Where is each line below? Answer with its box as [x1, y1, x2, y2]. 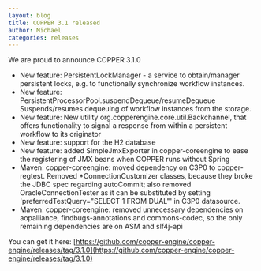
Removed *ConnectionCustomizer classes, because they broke [47, 171, 254, 181]
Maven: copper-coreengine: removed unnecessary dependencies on [19, 205, 244, 214]
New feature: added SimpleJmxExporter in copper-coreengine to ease [19, 146, 248, 156]
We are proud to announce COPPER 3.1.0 [8, 55, 141, 65]
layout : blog [8, 11, 51, 20]
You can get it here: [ [8, 237, 76, 247]
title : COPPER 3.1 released [8, 19, 101, 27]
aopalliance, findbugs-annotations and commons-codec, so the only [19, 213, 243, 223]
